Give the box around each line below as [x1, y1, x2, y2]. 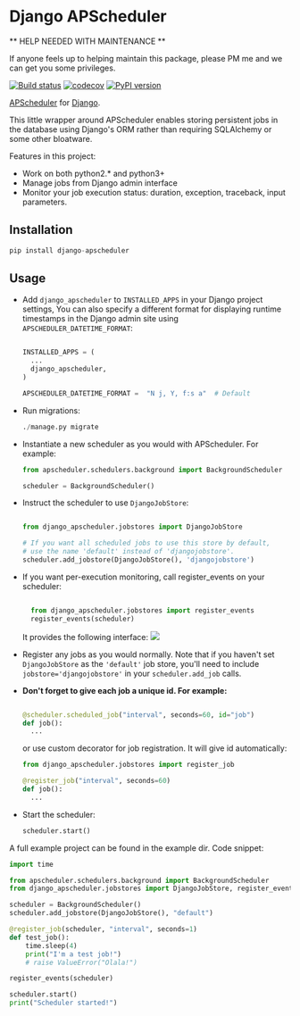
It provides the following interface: [21, 631, 149, 642]
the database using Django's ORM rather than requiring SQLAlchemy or [9, 123, 272, 135]
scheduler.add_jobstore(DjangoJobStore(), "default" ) [9, 909, 214, 918]
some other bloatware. [9, 133, 93, 144]
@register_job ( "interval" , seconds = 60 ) [21, 777, 171, 786]
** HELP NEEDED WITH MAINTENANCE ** [9, 36, 166, 46]
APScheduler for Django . [9, 96, 101, 108]
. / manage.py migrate [21, 422, 99, 431]
